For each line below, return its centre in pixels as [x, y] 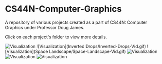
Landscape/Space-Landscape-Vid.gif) [87, 51]
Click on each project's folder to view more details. [56, 37]
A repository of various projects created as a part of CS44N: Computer [76, 22]
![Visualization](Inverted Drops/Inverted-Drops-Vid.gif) [91, 46]
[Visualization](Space [27, 51]
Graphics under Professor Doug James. [45, 27]
